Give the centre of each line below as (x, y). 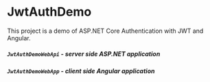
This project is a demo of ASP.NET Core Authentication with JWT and (105, 31)
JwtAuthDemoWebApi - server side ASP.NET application (84, 54)
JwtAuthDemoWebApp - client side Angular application (81, 71)
